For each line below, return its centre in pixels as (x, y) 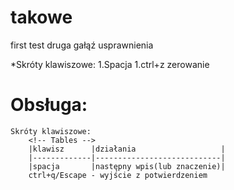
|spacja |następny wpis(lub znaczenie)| (127, 166)
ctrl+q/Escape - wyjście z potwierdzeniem (118, 175)
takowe (41, 17)
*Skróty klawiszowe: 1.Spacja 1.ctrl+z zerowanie (110, 64)
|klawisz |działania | (127, 149)
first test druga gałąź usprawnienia (82, 45)
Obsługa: (49, 105)
